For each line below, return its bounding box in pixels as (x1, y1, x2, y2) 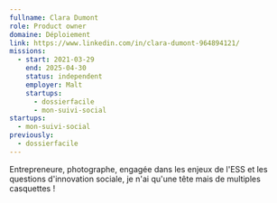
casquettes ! (9, 182, 56, 194)
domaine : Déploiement (9, 30, 91, 39)
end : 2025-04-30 (25, 64, 88, 73)
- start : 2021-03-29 (17, 55, 95, 64)
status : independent (25, 72, 103, 81)
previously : (9, 131, 54, 140)
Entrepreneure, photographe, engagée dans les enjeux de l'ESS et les (9, 163, 268, 174)
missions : (9, 47, 47, 56)
